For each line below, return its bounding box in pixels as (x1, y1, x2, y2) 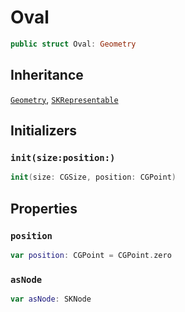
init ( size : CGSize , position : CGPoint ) (10, 172, 177, 183)
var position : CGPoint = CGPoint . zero (10, 250, 172, 260)
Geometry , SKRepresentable (10, 93, 119, 105)
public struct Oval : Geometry (10, 39, 137, 49)
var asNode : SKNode (10, 294, 92, 305)
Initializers (10, 122, 78, 140)
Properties (10, 200, 78, 217)
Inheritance (10, 67, 84, 84)
